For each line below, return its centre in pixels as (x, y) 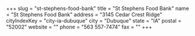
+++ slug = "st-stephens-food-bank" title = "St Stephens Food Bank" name (98, 8)
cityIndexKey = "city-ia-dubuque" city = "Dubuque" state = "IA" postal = (94, 21)
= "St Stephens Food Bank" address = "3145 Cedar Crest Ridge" (84, 15)
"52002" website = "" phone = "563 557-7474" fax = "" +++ (79, 27)
